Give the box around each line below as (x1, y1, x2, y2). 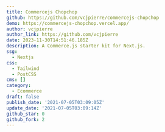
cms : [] (6, 77, 26, 83)
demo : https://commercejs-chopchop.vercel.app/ (6, 20, 130, 26)
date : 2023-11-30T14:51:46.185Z (6, 37, 88, 43)
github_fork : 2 (6, 116, 45, 122)
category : (6, 83, 32, 89)
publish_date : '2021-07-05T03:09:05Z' (6, 99, 105, 105)
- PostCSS (12, 71, 37, 77)
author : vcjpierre (6, 26, 53, 32)
